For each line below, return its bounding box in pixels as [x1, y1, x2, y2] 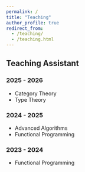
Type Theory [14, 96, 46, 103]
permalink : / [6, 8, 38, 15]
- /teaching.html [11, 36, 54, 42]
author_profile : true [6, 20, 60, 26]
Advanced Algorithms [14, 124, 68, 132]
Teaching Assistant [6, 58, 79, 68]
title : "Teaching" [6, 14, 51, 20]
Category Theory [14, 90, 57, 97]
